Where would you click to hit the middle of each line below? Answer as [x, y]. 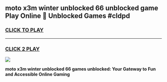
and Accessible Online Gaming [38, 74]
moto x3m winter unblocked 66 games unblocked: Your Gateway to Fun [81, 69]
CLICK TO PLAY [24, 30]
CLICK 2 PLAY [22, 49]
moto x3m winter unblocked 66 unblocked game [82, 8]
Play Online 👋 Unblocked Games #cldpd [68, 16]
